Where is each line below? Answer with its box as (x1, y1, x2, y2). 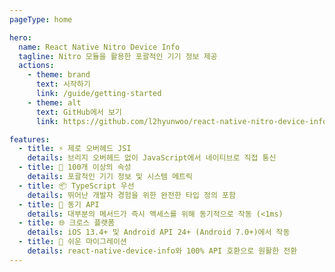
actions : (18, 61, 55, 71)
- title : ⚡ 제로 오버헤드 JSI (18, 144, 132, 154)
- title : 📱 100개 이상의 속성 (18, 162, 132, 173)
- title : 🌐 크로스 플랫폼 (18, 218, 116, 228)
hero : (9, 32, 32, 43)
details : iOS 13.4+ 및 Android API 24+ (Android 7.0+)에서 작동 (27, 227, 291, 238)
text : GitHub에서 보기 (35, 107, 122, 117)
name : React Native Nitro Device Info (18, 42, 181, 52)
